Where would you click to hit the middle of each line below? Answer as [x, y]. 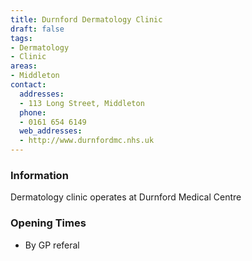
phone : [33, 112]
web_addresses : [51, 131]
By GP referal [52, 245]
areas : [24, 66]
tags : [21, 38]
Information [39, 175]
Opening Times [48, 223]
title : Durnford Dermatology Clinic [86, 19]
